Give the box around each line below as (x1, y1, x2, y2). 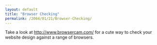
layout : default (5, 7, 38, 12)
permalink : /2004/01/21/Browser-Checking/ (5, 16, 92, 21)
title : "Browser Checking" (5, 12, 60, 16)
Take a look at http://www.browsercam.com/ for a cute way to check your (5, 30, 152, 35)
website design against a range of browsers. (5, 34, 94, 40)
